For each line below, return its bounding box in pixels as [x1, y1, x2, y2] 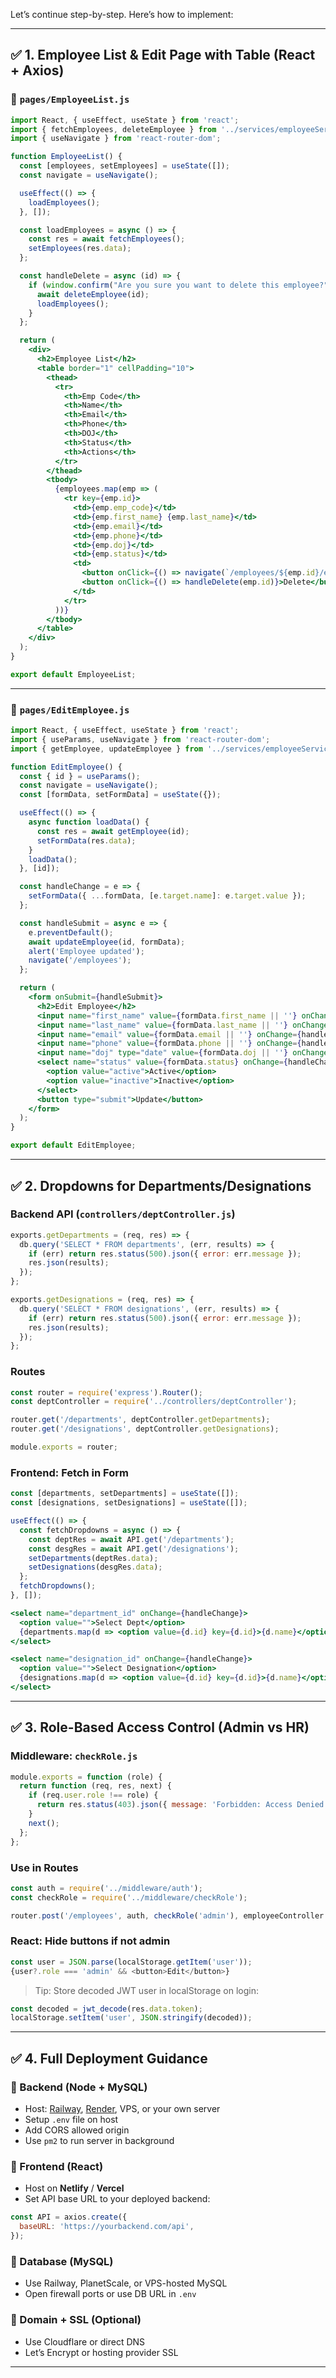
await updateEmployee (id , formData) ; [28, 937, 186, 947]
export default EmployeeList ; [10, 669, 137, 679]
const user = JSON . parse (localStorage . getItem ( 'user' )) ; [10, 1957, 253, 1967]
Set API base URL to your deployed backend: [24, 2193, 211, 2205]
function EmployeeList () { [10, 152, 123, 162]
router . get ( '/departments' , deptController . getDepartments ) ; [10, 1415, 271, 1425]
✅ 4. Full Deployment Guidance [10, 2050, 208, 2067]
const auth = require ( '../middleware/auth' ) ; [10, 1883, 203, 1893]
